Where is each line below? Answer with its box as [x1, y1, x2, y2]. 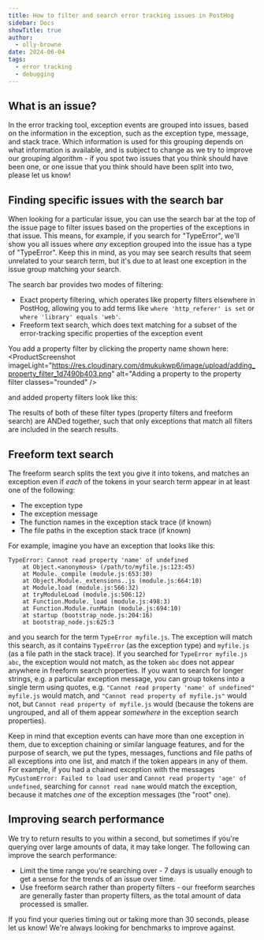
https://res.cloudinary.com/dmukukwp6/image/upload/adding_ [51, 360, 256, 371]
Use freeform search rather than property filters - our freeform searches [19, 882, 255, 892]
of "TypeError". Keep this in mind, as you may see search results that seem [8, 248, 252, 257]
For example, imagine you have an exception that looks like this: [8, 541, 215, 550]
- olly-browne [15, 41, 61, 49]
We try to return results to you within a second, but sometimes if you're [8, 834, 240, 843]
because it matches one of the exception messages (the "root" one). [8, 790, 231, 800]
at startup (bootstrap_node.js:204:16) [22, 612, 154, 620]
